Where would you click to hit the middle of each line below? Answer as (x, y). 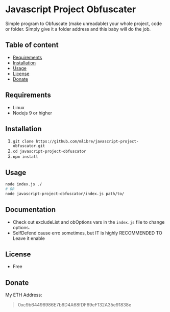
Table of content (32, 45)
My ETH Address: (24, 295)
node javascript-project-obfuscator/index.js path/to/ (65, 194)
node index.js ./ (24, 184)
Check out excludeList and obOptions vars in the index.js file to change (89, 222)
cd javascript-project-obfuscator (49, 152)
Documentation (31, 210)
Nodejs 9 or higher (32, 113)
